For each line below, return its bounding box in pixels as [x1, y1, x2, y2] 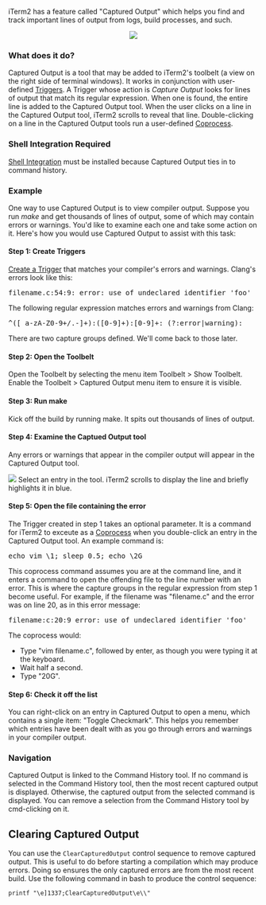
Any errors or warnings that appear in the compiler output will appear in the [8, 450, 256, 459]
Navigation [8, 752, 52, 763]
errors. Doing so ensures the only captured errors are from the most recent [8, 865, 254, 875]
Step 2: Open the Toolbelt [8, 352, 94, 361]
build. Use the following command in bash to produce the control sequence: [8, 874, 256, 884]
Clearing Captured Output [8, 827, 140, 841]
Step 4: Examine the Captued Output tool [8, 432, 147, 442]
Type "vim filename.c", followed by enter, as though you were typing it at [19, 646, 258, 655]
